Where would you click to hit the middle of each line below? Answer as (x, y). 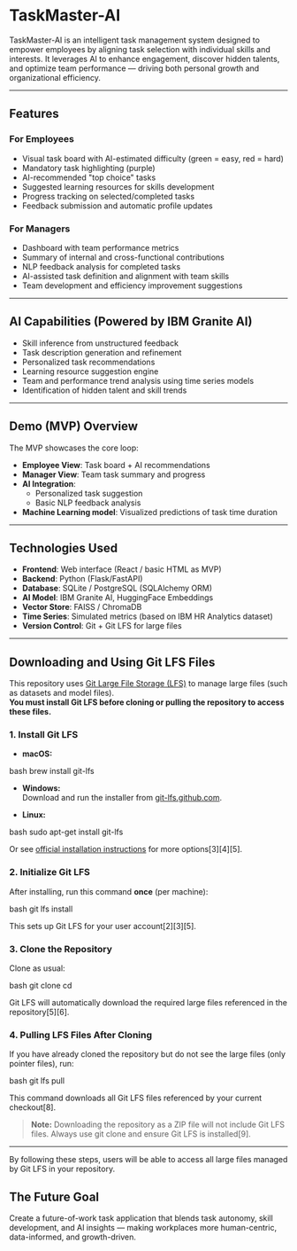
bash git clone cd (41, 986)
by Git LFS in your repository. (62, 1169)
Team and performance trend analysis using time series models (138, 380)
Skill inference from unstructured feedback (100, 343)
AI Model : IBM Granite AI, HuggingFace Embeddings (118, 598)
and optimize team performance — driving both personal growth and (134, 68)
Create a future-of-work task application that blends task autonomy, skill (141, 1218)
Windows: (41, 788)
